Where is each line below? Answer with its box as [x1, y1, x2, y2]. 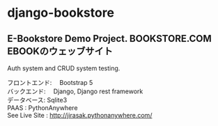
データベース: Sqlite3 [7, 96, 68, 104]
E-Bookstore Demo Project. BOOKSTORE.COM [7, 33, 212, 45]
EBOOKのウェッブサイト [7, 45, 114, 57]
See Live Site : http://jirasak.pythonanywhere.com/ [7, 111, 153, 119]
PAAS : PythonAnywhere [7, 104, 78, 112]
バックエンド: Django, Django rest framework [7, 87, 143, 95]
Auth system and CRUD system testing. [7, 64, 120, 72]
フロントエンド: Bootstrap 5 [7, 79, 93, 86]
